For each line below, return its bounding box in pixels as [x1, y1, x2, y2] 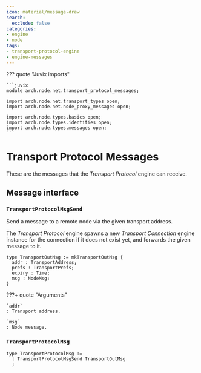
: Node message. [6, 325, 47, 331]
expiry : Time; [12, 270, 50, 276]
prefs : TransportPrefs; [12, 265, 74, 271]
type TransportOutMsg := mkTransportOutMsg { [6, 254, 123, 260]
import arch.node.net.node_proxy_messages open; [6, 104, 131, 110]
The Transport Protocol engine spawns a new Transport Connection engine [6, 229, 195, 237]
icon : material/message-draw [6, 8, 80, 15]
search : [6, 15, 26, 21]
